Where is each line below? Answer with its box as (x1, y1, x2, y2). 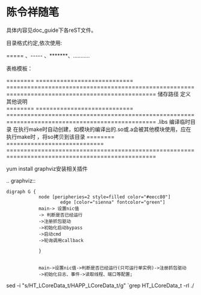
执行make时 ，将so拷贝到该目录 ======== (6, 133, 115, 140)
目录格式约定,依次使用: (6, 39, 63, 46)
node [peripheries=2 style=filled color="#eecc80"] (38, 193, 171, 200)
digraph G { (6, 189, 36, 195)
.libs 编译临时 (157, 118, 191, 125)
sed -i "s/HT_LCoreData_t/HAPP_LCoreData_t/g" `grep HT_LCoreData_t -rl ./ (6, 282, 194, 289)
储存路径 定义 (157, 90, 191, 97)
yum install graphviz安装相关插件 (6, 165, 88, 172)
